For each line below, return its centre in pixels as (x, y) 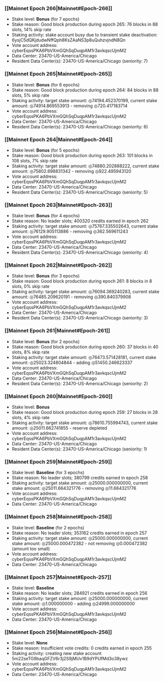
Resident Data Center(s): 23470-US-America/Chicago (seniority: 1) (79, 449)
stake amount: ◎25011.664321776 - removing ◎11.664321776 (74, 488)
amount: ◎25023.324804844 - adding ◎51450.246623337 (72, 362)
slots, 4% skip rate (31, 418)
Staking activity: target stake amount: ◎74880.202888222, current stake (85, 166)
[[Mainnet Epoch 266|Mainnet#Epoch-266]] (58, 8)
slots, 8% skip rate (30, 352)
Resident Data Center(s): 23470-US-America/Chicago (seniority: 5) (80, 192)
